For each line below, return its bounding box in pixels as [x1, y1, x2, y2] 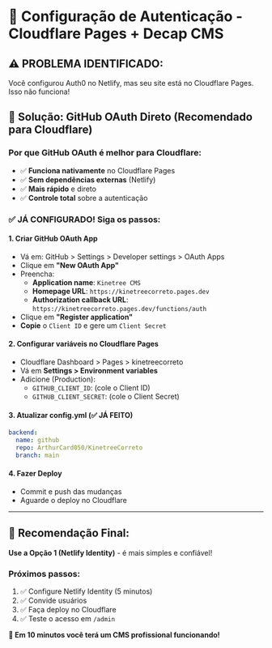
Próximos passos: [8, 568, 81, 579]
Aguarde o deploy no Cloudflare [19, 495, 127, 505]
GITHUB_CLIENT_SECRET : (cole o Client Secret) [32, 392, 180, 402]
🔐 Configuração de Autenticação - [8, 7, 243, 26]
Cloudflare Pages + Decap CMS [8, 24, 224, 43]
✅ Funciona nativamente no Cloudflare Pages [19, 165, 176, 175]
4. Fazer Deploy [8, 469, 62, 479]
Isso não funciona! [8, 87, 70, 96]
